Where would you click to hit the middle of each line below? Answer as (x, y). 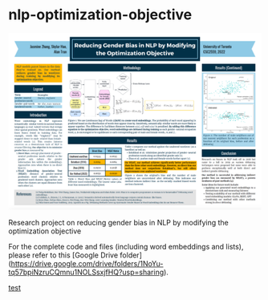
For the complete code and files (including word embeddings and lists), (126, 246)
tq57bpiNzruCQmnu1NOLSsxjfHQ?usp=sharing (86, 272)
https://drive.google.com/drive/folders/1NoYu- (87, 263)
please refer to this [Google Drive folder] (75, 255)
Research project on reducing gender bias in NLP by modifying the (118, 222)
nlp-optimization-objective (100, 15)
